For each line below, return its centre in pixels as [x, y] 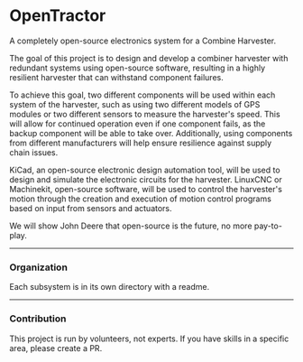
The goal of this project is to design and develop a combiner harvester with [149, 58]
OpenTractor [58, 16]
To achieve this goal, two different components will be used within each [142, 95]
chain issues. [34, 152]
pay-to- [268, 226]
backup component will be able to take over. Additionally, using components [151, 133]
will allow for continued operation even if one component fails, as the [138, 124]
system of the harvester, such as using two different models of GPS [135, 104]
